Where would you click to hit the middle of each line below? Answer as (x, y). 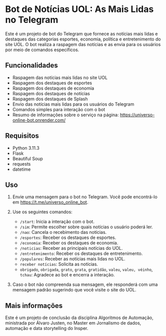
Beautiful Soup (28, 158)
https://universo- (137, 115)
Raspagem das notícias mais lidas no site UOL (60, 77)
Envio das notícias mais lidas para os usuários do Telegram (73, 104)
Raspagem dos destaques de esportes (52, 83)
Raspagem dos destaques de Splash (50, 99)
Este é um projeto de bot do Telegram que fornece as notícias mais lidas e (81, 34)
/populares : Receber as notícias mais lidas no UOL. (72, 259)
